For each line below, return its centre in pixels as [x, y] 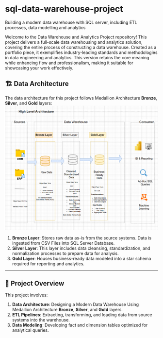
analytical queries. [31, 330]
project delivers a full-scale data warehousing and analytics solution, [74, 42]
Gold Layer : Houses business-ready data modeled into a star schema [81, 258]
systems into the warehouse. [41, 320]
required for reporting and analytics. [48, 264]
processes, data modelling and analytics [45, 27]
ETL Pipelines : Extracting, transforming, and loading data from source [82, 315]
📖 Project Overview [35, 283]
